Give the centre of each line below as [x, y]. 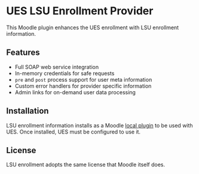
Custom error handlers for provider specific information [83, 86]
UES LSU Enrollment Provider [80, 11]
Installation [27, 111]
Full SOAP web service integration [57, 67]
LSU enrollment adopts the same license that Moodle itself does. [86, 164]
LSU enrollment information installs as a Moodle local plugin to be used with [99, 125]
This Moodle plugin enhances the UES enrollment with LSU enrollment [93, 27]
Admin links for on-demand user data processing [75, 92]
